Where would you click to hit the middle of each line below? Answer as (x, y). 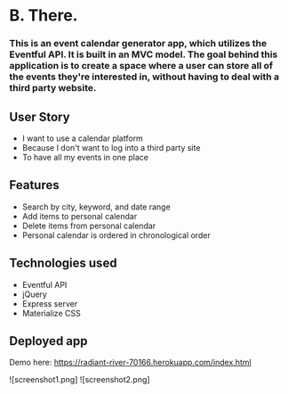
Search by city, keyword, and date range (96, 207)
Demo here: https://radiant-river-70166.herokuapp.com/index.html (130, 363)
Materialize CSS (52, 313)
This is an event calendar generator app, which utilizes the (138, 44)
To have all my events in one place (85, 157)
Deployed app (48, 341)
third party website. (53, 88)
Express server (50, 303)
